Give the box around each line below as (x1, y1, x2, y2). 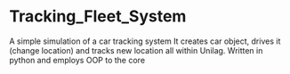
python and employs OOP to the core (9, 54, 145, 65)
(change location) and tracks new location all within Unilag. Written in (9, 45, 263, 55)
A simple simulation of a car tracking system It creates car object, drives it (9, 36, 281, 46)
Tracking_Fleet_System (9, 6, 187, 27)
